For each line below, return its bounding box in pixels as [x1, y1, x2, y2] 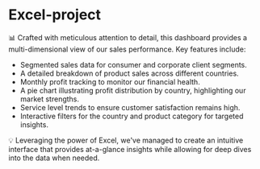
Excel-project [8, 6, 102, 24]
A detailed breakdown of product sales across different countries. [19, 68, 240, 78]
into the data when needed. [8, 153, 100, 163]
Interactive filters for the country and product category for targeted [19, 111, 244, 121]
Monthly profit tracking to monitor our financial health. [19, 76, 200, 86]
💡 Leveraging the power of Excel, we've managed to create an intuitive [8, 135, 244, 145]
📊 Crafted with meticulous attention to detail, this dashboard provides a [8, 32, 248, 42]
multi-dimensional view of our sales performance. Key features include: [8, 44, 246, 54]
